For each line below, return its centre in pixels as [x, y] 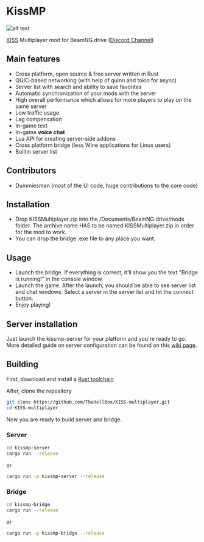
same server [31, 106]
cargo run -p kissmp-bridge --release [55, 533]
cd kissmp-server [28, 448]
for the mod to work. [41, 232]
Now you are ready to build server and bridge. [64, 419]
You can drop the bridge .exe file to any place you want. [85, 238]
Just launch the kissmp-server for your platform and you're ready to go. [97, 339]
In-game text [31, 126]
